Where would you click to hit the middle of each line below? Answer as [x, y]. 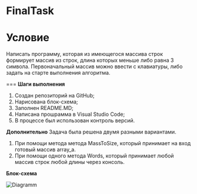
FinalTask [30, 11]
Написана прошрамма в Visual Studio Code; [70, 114]
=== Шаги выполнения [36, 84]
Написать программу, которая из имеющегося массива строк [85, 54]
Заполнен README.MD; [44, 108]
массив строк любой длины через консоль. [70, 162]
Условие [28, 38]
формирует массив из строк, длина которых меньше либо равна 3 [90, 61]
